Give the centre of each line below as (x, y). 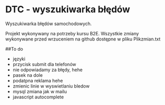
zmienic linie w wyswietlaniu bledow (51, 86)
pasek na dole (28, 75)
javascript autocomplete (38, 97)
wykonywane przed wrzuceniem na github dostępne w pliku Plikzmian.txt (83, 39)
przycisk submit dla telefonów (44, 64)
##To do (14, 49)
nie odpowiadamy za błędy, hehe (48, 70)
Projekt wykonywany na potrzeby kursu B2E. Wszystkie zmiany (72, 33)
